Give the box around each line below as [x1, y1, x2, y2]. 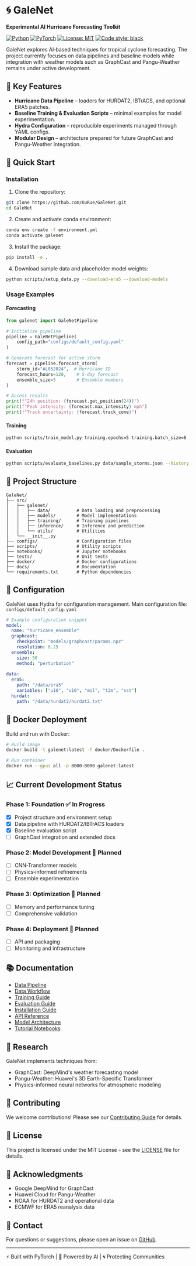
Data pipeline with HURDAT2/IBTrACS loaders [14, 820, 124, 827]
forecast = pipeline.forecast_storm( [6, 361, 98, 366]
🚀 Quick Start [6, 157, 55, 167]
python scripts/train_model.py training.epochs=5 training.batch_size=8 [6, 435, 187, 441]
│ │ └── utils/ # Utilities [6, 528, 106, 534]
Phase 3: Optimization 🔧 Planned [6, 890, 101, 898]
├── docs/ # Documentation [6, 564, 116, 569]
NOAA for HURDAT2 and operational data [14, 1198, 114, 1205]
